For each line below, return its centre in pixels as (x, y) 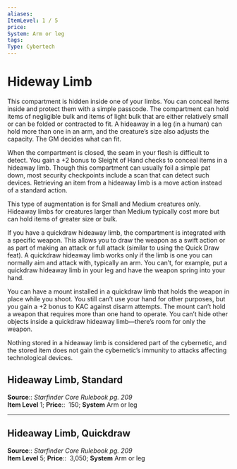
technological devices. (40, 357)
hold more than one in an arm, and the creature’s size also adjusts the (108, 131)
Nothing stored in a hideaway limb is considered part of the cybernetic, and (117, 342)
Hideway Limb (50, 82)
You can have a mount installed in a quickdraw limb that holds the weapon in (119, 291)
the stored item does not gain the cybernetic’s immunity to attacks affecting (117, 350)
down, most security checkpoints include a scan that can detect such (108, 175)
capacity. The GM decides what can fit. (65, 139)
